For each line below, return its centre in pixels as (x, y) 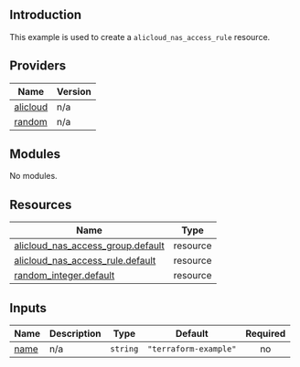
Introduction (46, 15)
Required (266, 334)
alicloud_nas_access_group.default (89, 246)
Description (75, 334)
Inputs (28, 308)
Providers (38, 66)
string (124, 349)
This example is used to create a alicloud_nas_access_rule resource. (140, 37)
